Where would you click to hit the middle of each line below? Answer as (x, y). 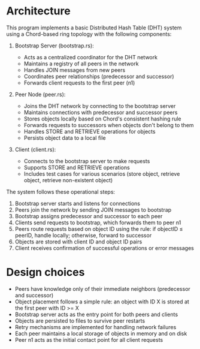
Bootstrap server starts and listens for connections (78, 203)
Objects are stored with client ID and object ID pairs (78, 242)
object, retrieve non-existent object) (68, 180)
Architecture (38, 11)
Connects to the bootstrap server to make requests (87, 161)
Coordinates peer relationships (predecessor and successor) (99, 76)
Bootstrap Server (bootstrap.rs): (54, 46)
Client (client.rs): (35, 149)
